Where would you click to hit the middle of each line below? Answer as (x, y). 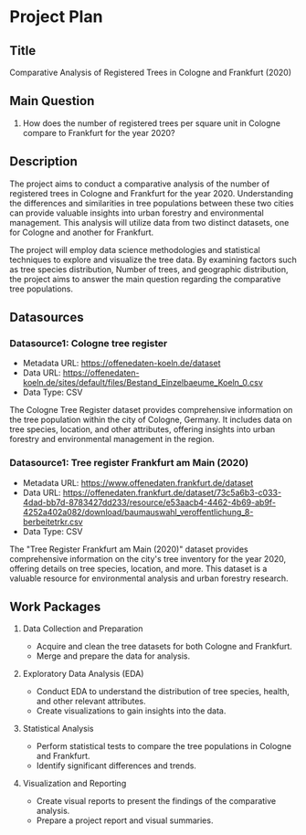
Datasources (47, 317)
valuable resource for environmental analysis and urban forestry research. (149, 578)
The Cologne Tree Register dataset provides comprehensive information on (151, 410)
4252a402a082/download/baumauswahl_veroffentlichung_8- (138, 512)
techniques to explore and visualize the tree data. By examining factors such (153, 259)
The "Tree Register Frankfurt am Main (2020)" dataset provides (129, 549)
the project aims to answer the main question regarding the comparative (145, 279)
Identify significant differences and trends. (116, 766)
